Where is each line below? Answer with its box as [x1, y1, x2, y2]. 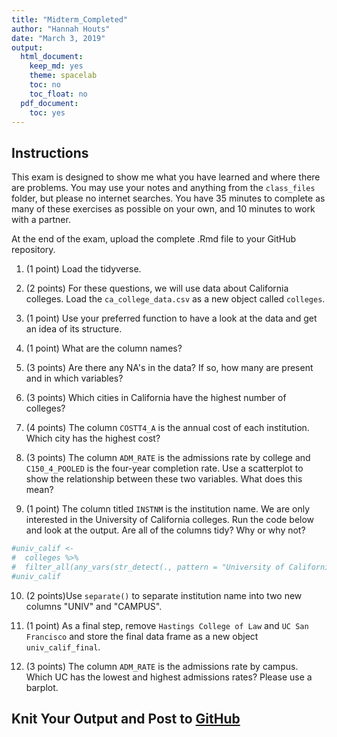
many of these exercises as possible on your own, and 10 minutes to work [11, 203, 316, 215]
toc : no [29, 80, 61, 90]
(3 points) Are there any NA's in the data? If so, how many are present [25, 362, 314, 374]
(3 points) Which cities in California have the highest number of [25, 392, 287, 404]
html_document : [20, 52, 84, 62]
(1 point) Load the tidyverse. [25, 263, 142, 275]
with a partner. [11, 214, 71, 226]
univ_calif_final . [25, 641, 101, 653]
